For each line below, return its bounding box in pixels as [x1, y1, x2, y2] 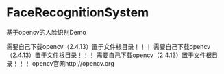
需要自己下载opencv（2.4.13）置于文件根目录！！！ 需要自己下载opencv [6, 42, 211, 50]
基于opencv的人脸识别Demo [6, 28, 86, 36]
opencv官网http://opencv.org [32, 59, 114, 67]
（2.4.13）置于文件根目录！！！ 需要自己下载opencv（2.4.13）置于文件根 [6, 51, 212, 59]
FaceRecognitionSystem [6, 5, 149, 20]
